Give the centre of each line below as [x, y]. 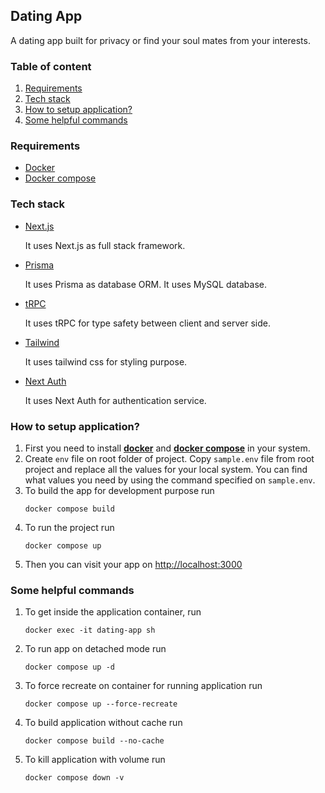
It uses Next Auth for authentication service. [115, 400]
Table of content [51, 66]
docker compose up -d [69, 667]
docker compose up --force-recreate [101, 704]
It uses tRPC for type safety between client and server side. [147, 323]
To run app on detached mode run [95, 649]
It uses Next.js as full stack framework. [105, 245]
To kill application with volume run [95, 760]
